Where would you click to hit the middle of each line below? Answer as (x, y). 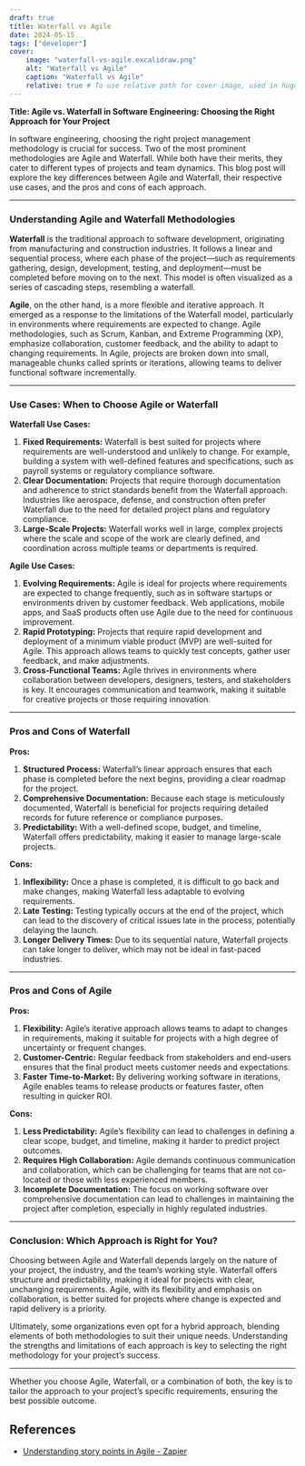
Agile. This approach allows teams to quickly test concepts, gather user (156, 651)
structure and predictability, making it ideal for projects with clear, (132, 1280)
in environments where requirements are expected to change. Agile (135, 324)
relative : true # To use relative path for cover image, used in (152, 85)
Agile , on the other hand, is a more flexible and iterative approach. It (137, 305)
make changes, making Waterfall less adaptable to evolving (133, 891)
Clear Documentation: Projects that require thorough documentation (152, 481)
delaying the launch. (60, 929)
